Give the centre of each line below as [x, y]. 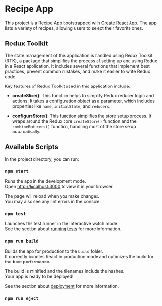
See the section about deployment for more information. [62, 286]
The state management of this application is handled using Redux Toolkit [79, 55]
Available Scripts [32, 147]
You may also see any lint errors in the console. [53, 201]
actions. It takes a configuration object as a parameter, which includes [83, 101]
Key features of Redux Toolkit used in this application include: [68, 86]
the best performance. [28, 262]
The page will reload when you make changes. [52, 196]
